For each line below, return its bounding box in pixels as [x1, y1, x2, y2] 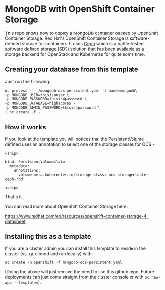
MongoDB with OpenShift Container [5, 3, 155, 15]
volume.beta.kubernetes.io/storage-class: [18, 172, 107, 177]
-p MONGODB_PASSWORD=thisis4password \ [5, 97, 87, 101]
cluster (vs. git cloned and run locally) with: [5, 251, 93, 257]
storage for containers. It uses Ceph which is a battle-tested [22, 40, 144, 46]
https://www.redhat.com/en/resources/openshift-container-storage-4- [5, 213, 149, 219]
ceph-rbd [5, 176, 23, 182]
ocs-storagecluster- [108, 172, 151, 177]
